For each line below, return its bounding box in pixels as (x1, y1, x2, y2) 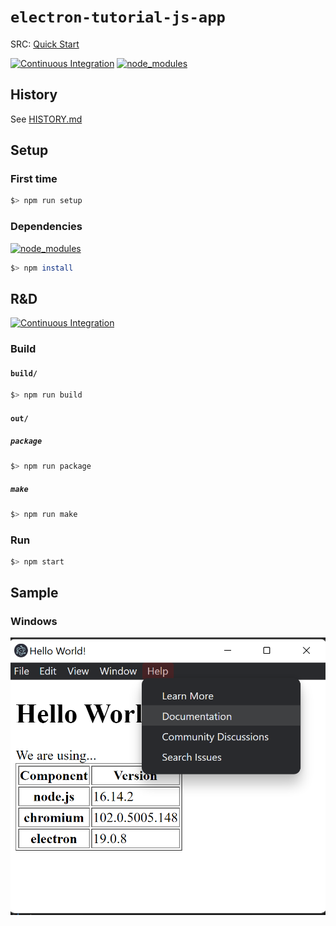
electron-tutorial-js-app (10, 8, 226, 27)
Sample (10, 585, 59, 602)
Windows (10, 615, 58, 629)
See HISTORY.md (10, 113, 83, 125)
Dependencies (10, 220, 83, 234)
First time (10, 172, 58, 186)
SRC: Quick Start (10, 38, 80, 50)
